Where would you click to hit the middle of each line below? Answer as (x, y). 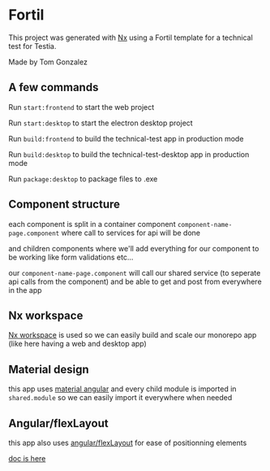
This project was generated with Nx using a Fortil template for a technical (131, 37)
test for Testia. (32, 46)
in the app (25, 290)
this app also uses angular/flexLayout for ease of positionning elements (128, 443)
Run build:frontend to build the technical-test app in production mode (126, 138)
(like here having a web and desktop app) (78, 344)
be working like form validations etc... (71, 257)
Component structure (64, 205)
